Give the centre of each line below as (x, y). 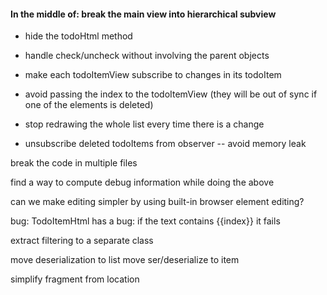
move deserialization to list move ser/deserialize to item (125, 260)
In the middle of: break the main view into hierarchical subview (143, 14)
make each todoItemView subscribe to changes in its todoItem (153, 75)
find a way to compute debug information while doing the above (142, 182)
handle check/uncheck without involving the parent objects (147, 56)
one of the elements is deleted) (89, 105)
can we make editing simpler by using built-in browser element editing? (157, 202)
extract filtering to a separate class (82, 241)
